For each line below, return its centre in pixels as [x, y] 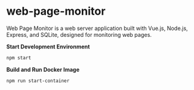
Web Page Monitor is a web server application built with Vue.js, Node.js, [97, 28]
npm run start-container [38, 81]
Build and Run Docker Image [43, 69]
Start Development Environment [48, 47]
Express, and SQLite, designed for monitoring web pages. [79, 34]
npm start [19, 58]
